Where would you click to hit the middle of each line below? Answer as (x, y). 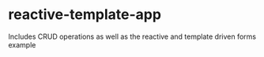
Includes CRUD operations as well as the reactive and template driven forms (132, 36)
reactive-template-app (85, 15)
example (22, 44)
